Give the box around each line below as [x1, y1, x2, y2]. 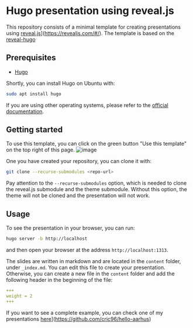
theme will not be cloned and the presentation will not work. [6, 192, 150, 199]
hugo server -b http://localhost [6, 236, 88, 242]
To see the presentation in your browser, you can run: [6, 225, 136, 232]
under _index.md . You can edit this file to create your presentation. [6, 264, 166, 271]
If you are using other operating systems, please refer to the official [6, 101, 168, 109]
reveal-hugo [6, 36, 36, 43]
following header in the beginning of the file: [6, 277, 113, 283]
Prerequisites [6, 53, 56, 63]
